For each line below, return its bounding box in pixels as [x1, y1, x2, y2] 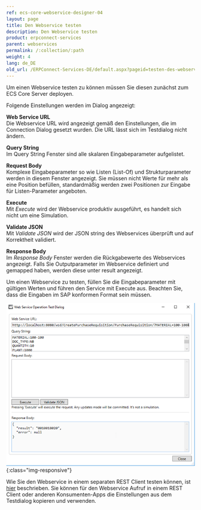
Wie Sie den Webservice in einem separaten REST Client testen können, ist [6, 478, 191, 485]
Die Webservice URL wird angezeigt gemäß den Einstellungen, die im [6, 120, 176, 127]
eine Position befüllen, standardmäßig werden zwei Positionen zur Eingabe [6, 181, 191, 188]
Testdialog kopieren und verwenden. [6, 497, 97, 505]
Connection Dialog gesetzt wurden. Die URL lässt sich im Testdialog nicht [6, 126, 187, 133]
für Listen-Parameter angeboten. [6, 187, 87, 195]
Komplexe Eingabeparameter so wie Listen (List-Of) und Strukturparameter [6, 168, 191, 175]
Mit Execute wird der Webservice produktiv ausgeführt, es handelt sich [6, 205, 181, 212]
